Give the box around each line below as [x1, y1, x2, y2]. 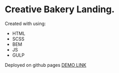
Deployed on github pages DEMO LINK [5, 62, 86, 68]
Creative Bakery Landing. [5, 4, 115, 15]
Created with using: [5, 20, 46, 27]
